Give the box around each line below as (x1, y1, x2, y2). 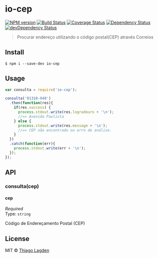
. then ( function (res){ (9, 101, 53, 106)
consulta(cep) (5, 183, 39, 189)
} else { (14, 118, 32, 124)
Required (5, 206, 23, 212)
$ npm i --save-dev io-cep (5, 61, 60, 66)
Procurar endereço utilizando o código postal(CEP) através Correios (17, 34, 154, 40)
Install (5, 48, 24, 56)
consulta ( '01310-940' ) (5, 96, 51, 101)
